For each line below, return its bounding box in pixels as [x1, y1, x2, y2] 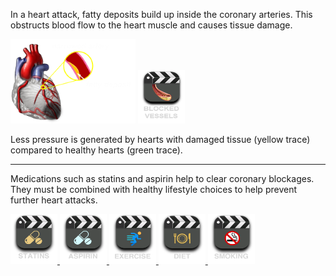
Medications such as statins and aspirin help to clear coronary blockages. [10, 173, 315, 184]
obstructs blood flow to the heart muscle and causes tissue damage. [10, 19, 293, 31]
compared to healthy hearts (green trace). [10, 144, 183, 156]
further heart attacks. [10, 194, 98, 206]
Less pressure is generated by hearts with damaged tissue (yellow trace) [10, 134, 311, 145]
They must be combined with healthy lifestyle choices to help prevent [10, 184, 297, 195]
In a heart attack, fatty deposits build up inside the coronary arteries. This [10, 9, 313, 20]
